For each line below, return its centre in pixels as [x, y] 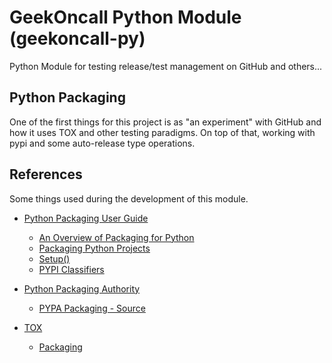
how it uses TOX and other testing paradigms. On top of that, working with [162, 132]
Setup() [54, 258]
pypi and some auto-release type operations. [102, 143]
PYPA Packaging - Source [92, 308]
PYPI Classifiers [71, 269]
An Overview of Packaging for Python [116, 237]
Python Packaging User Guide [86, 218]
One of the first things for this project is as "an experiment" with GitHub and [165, 122]
